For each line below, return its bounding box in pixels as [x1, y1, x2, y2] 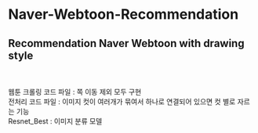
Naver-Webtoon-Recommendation [8, 5, 239, 23]
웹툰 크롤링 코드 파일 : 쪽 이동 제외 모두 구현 [8, 88, 142, 96]
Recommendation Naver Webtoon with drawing [8, 37, 245, 50]
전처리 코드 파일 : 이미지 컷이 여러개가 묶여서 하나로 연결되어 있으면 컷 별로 [8, 97, 236, 106]
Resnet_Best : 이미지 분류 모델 [8, 117, 103, 126]
